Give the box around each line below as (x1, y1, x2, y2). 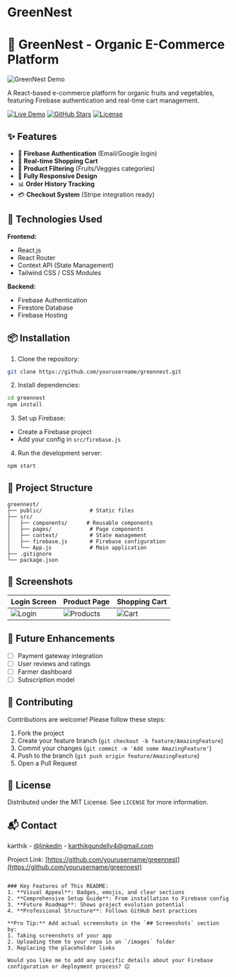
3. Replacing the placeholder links (7, 944, 115, 952)
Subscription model (17, 675, 75, 684)
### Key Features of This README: (7, 883, 110, 890)
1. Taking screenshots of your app (7, 932, 112, 940)
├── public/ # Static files (7, 507, 134, 514)
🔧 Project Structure (7, 482, 93, 494)
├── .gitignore (7, 550, 52, 557)
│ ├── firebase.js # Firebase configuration (7, 538, 166, 545)
